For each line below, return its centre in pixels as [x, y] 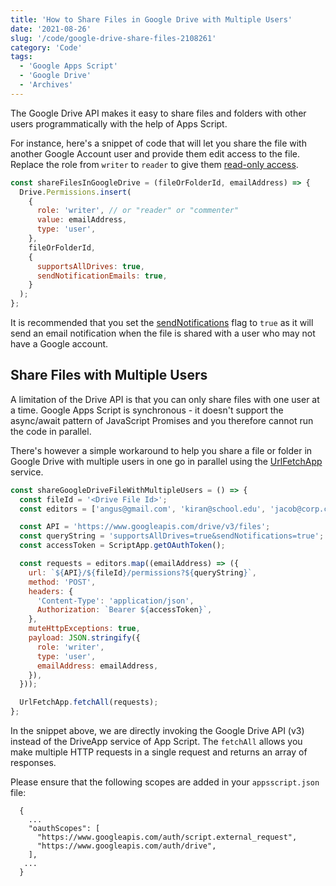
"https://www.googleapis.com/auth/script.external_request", [167, 837]
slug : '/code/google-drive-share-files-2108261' [113, 38]
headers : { [51, 591]
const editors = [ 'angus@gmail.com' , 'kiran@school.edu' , [143, 509]
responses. [33, 763]
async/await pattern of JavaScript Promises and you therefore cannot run [162, 420]
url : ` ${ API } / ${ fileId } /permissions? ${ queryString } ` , [142, 572]
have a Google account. [59, 344]
